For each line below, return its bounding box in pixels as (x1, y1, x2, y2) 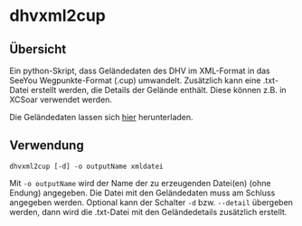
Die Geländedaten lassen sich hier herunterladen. (9, 112, 193, 122)
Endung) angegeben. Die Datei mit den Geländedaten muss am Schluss (9, 187, 276, 198)
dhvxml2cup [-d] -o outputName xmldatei (9, 162, 165, 171)
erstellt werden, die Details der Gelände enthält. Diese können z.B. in (30, 85, 287, 95)
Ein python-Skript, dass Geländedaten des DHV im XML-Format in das (9, 65, 270, 76)
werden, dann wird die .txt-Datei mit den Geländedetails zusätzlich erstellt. (9, 206, 288, 217)
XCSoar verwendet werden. (9, 94, 113, 105)
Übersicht (9, 42, 67, 57)
